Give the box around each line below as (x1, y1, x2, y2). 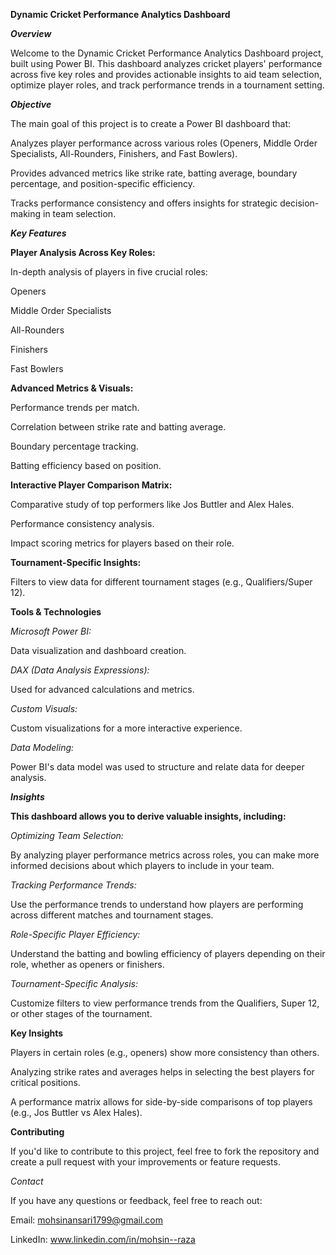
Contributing (10, 1126, 65, 1138)
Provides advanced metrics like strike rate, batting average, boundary (10, 167, 298, 179)
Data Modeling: (10, 742, 75, 753)
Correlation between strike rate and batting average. (10, 421, 227, 433)
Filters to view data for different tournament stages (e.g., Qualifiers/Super (10, 576, 313, 588)
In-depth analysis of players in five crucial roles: (10, 266, 208, 278)
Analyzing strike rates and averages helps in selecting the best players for (10, 1066, 315, 1078)
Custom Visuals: (10, 703, 78, 714)
